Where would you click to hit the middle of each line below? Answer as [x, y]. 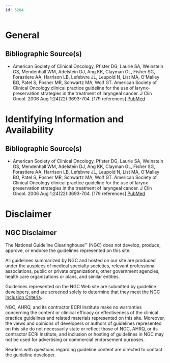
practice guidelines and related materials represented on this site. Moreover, [85, 318]
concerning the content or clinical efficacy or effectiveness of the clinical [82, 312]
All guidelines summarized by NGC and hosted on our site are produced [81, 260]
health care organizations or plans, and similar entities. [63, 276]
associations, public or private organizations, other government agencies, [82, 271]
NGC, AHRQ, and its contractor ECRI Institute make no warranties [74, 307]
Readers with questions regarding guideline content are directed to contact [84, 349]
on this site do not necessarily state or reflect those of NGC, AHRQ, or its [81, 328]
